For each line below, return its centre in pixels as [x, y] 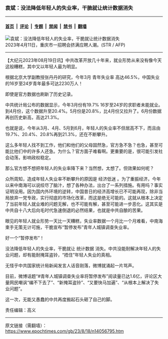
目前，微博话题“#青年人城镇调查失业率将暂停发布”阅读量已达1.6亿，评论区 [81, 276]
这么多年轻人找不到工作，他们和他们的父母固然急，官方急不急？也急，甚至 [82, 145]
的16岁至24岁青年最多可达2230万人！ [44, 83]
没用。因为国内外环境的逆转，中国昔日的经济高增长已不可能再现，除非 [86, 191]
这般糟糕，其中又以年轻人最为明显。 [42, 66]
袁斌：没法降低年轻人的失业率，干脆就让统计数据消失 [69, 8]
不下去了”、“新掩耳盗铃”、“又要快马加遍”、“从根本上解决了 [94, 282]
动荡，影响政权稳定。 [31, 157]
